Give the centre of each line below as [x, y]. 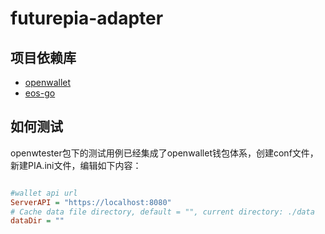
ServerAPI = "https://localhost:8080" [91, 202]
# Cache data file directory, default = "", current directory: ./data [162, 212]
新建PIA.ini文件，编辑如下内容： [76, 165]
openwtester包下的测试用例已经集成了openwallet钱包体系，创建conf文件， [164, 153]
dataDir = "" [37, 221]
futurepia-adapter [87, 18]
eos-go [40, 93]
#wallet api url [44, 193]
